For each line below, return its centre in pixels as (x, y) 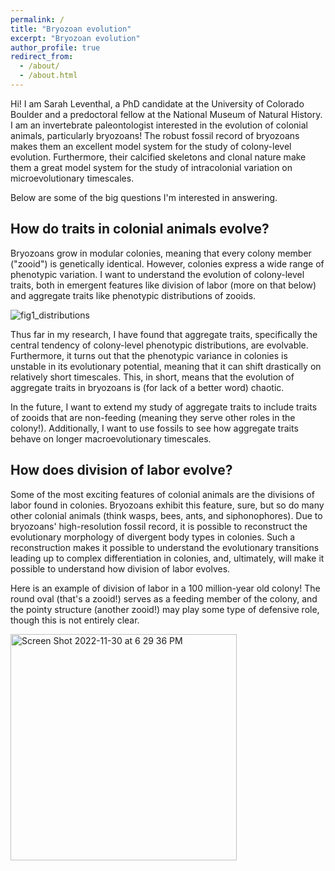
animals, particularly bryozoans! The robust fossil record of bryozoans (155, 135)
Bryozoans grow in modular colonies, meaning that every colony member (161, 253)
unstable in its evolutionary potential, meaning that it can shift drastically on (166, 366)
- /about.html (48, 76)
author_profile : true (55, 47)
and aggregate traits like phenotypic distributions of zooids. (133, 295)
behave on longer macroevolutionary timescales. (111, 438)
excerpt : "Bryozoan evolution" (75, 38)
